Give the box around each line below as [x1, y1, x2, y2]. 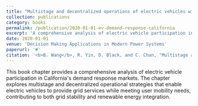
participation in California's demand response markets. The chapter [6, 74, 170, 81]
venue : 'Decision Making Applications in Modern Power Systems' [6, 42, 167, 47]
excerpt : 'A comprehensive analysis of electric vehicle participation [6, 30, 186, 36]
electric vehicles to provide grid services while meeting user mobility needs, [6, 87, 192, 94]
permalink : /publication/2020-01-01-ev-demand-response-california [6, 25, 176, 31]
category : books [6, 19, 46, 25]
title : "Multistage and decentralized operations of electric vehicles [6, 8, 186, 15]
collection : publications [6, 14, 70, 20]
